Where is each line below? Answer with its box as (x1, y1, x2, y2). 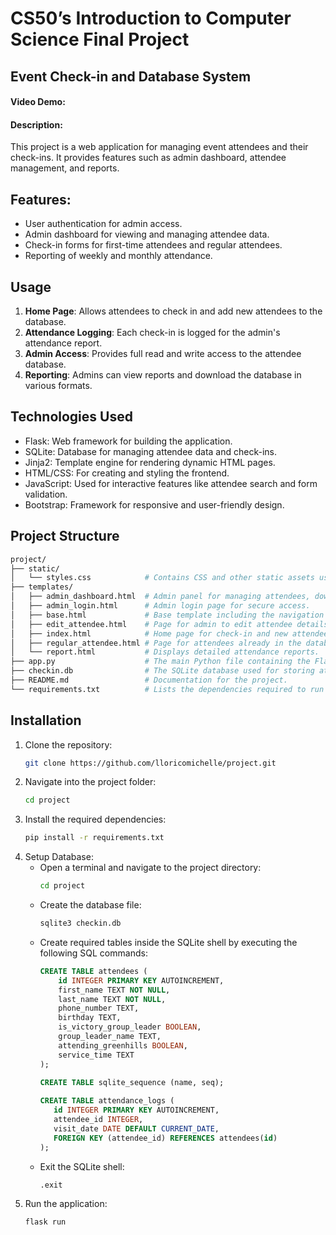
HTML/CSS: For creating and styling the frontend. (24, 467, 230, 479)
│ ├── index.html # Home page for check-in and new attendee (10, 628, 329, 639)
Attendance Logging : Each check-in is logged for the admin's (24, 327, 281, 338)
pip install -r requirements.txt (24, 833, 165, 843)
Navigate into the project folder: (24, 776, 157, 788)
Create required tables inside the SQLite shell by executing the (39, 936, 298, 948)
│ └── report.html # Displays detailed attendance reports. (10, 647, 320, 657)
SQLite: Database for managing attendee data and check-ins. (24, 445, 277, 457)
